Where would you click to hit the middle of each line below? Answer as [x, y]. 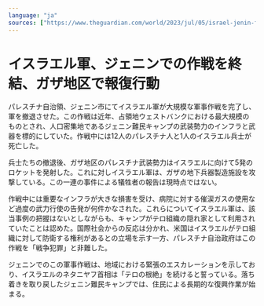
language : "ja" [33, 15]
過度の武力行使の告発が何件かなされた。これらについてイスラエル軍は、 [132, 209]
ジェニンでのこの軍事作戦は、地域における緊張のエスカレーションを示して [128, 264]
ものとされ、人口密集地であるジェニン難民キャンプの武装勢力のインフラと [128, 126]
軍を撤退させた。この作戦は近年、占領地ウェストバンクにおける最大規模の [129, 117]
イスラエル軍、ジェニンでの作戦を [118, 64]
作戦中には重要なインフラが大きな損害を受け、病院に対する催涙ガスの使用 [128, 199]
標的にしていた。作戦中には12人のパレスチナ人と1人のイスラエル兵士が [137, 136]
